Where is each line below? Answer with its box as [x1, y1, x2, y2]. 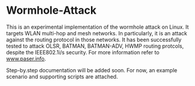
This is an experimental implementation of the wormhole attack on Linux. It [6, 23, 189, 30]
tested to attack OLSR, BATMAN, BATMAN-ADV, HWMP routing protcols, [6, 42, 184, 50]
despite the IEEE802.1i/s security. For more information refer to [6, 48, 159, 56]
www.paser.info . [6, 55, 46, 62]
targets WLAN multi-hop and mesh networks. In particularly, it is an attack [6, 29, 187, 36]
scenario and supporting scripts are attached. [6, 73, 118, 80]
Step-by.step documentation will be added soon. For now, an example [6, 66, 177, 73]
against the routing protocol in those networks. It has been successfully [6, 36, 182, 43]
